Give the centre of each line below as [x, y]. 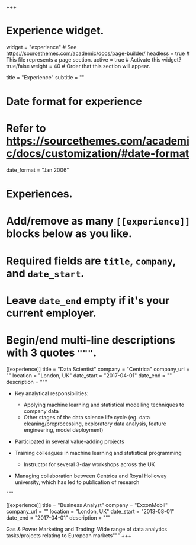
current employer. [51, 313]
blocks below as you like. [69, 234]
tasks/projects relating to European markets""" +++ [69, 535]
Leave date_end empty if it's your [88, 300]
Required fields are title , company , [91, 261]
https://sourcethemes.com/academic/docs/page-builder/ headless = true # [98, 53]
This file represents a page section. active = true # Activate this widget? [94, 59]
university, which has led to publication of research [77, 482]
